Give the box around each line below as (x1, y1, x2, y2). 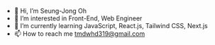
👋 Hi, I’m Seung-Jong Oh (13, 7, 87, 15)
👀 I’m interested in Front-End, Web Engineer (13, 14, 143, 22)
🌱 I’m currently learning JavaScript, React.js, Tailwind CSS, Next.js (13, 22, 208, 30)
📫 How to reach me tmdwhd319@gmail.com (13, 30, 145, 38)
